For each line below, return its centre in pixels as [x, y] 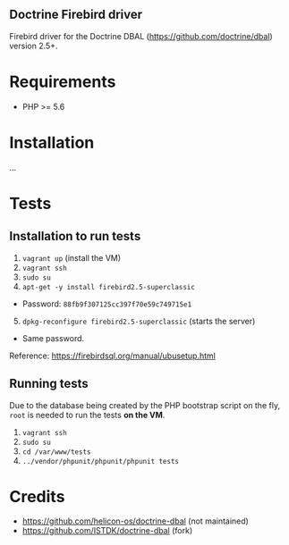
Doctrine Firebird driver [76, 15]
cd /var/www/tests [56, 452]
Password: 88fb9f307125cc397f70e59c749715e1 [107, 304]
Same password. [53, 338]
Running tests [49, 384]
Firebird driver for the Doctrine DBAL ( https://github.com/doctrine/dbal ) [141, 36]
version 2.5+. [34, 46]
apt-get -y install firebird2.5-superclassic [108, 287]
